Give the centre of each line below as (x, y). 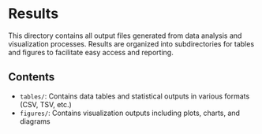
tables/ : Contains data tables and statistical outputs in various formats (135, 96)
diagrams (35, 121)
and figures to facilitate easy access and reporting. (91, 52)
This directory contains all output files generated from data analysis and (125, 35)
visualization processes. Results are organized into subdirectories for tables (131, 43)
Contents (32, 77)
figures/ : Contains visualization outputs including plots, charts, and (130, 113)
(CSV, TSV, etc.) (46, 104)
